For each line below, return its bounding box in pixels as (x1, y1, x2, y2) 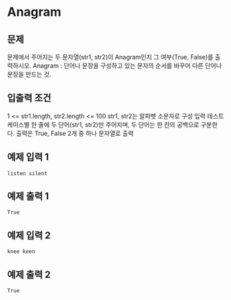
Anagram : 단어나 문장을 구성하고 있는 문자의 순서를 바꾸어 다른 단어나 (32, 61, 222, 70)
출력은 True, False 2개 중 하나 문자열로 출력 (16, 129, 134, 137)
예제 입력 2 (7, 229, 51, 241)
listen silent (7, 170, 48, 177)
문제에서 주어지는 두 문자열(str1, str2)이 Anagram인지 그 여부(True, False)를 (7, 53, 214, 61)
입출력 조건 (7, 92, 52, 104)
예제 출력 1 (7, 190, 50, 202)
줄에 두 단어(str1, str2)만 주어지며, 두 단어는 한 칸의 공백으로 (38, 120, 200, 128)
